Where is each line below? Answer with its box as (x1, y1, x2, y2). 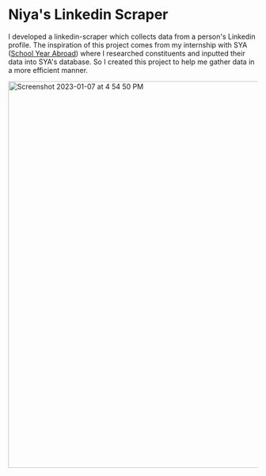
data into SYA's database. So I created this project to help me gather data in (8, 57, 255, 67)
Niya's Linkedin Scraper (8, 6, 169, 24)
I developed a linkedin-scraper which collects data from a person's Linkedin (8, 32, 256, 41)
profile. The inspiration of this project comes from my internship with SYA (8, 40, 248, 49)
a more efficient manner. (8, 65, 89, 74)
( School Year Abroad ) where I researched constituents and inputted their (8, 48, 245, 58)
